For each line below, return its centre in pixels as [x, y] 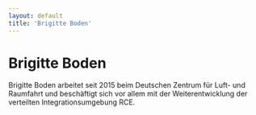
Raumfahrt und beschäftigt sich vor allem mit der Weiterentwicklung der [128, 94]
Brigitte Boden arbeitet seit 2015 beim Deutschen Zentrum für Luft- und [127, 85]
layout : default [36, 16]
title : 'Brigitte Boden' [50, 23]
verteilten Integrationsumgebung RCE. [72, 102]
